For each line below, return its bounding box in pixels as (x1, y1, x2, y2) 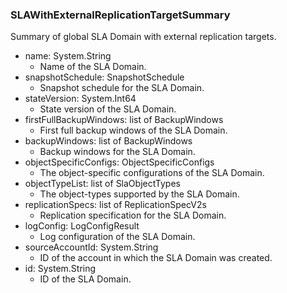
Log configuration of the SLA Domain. (39, 231, 196, 243)
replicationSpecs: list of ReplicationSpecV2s (24, 199, 207, 211)
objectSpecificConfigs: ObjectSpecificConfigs (24, 156, 215, 168)
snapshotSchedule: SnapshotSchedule (24, 71, 185, 83)
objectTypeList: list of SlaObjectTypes (24, 178, 181, 190)
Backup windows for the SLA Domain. (39, 146, 196, 158)
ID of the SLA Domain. (39, 273, 132, 285)
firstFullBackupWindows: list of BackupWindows (24, 114, 224, 126)
